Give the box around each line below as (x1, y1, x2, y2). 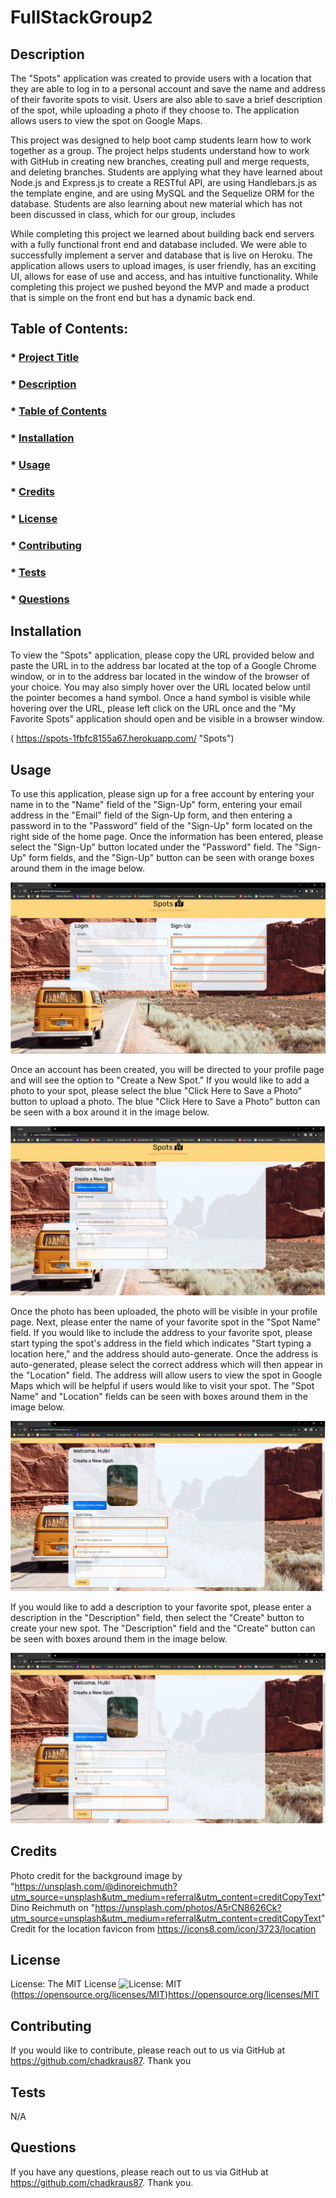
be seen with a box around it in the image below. (10, 1106, 210, 1118)
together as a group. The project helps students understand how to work (10, 145, 310, 156)
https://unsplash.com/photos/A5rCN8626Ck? (94, 1901, 282, 1913)
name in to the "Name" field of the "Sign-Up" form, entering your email (10, 799, 303, 811)
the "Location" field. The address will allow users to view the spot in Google (10, 1369, 323, 1381)
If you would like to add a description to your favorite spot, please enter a (10, 1601, 312, 1613)
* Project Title (10, 351, 80, 365)
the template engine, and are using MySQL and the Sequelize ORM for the (10, 187, 315, 199)
